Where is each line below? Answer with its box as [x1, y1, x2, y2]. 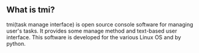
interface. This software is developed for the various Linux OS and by [6, 33, 182, 41]
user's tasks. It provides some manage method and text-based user [6, 27, 178, 34]
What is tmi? [6, 5, 55, 15]
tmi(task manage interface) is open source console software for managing [6, 20, 193, 28]
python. [6, 40, 26, 47]
